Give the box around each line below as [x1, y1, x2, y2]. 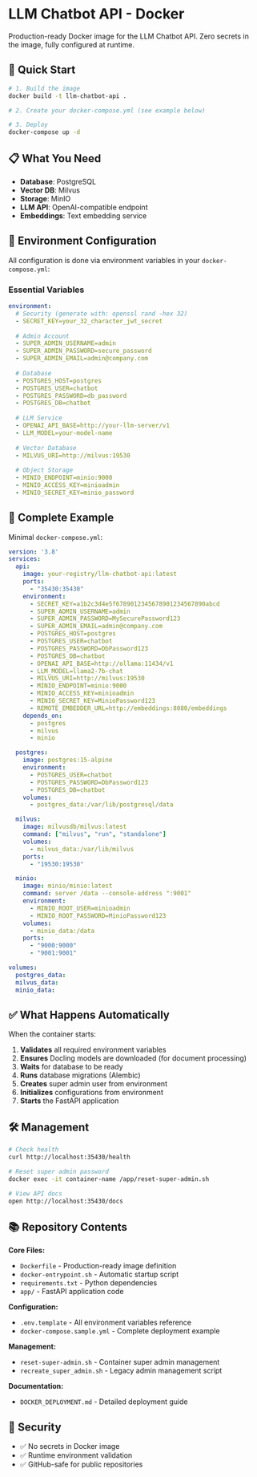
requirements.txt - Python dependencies [19, 1278, 158, 1288]
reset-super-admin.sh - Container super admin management [19, 1357, 220, 1367]
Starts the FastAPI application [19, 1096, 119, 1106]
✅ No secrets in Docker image [19, 1442, 120, 1451]
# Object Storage [15, 466, 74, 474]
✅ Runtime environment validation [19, 1451, 133, 1460]
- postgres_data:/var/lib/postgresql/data [29, 801, 174, 809]
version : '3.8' [8, 547, 59, 556]
